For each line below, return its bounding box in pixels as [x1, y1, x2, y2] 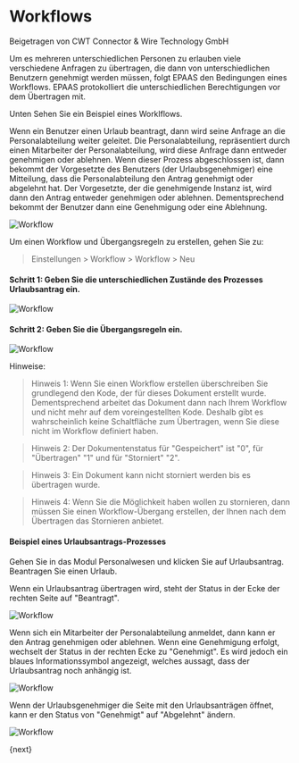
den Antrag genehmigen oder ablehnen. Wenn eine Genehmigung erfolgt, [9, 636, 280, 647]
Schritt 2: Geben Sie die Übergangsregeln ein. [9, 323, 183, 334]
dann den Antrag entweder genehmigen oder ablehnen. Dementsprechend [9, 192, 284, 203]
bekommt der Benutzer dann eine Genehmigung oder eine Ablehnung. [9, 201, 268, 212]
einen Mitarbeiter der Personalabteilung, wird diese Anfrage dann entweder [9, 145, 287, 155]
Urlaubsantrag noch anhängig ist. [9, 665, 132, 675]
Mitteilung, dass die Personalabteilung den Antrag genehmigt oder [9, 172, 253, 184]
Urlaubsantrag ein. [9, 283, 80, 294]
